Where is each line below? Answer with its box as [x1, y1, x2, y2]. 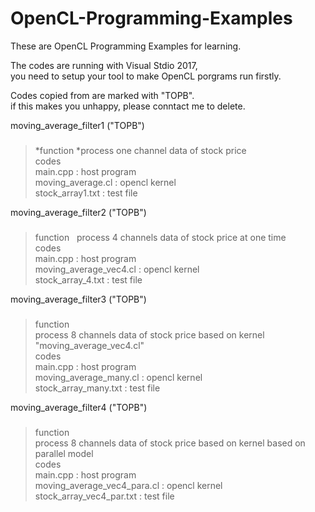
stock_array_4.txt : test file [34, 273, 143, 286]
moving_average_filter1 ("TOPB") [10, 119, 145, 131]
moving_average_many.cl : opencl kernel [34, 371, 203, 383]
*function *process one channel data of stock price [34, 144, 247, 156]
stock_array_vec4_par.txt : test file [34, 490, 175, 502]
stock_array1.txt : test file [34, 187, 138, 199]
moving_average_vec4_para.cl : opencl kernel [34, 479, 223, 491]
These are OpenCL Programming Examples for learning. [10, 40, 242, 52]
